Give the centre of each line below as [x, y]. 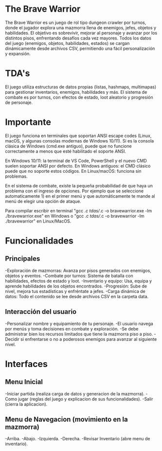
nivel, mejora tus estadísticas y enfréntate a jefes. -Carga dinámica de [75, 291]
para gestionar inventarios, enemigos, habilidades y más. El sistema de [76, 92]
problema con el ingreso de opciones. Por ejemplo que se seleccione [74, 191]
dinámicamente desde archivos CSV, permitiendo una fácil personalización [80, 48]
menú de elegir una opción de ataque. [43, 201]
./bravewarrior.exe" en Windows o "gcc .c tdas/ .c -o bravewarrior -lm [75, 216]
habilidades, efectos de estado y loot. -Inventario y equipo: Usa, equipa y [79, 281]
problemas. [16, 176]
